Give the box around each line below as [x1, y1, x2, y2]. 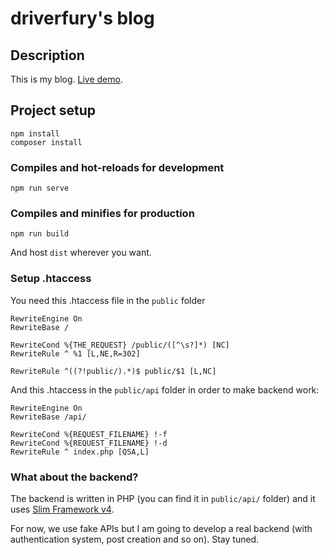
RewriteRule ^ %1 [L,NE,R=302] [10, 348, 141, 359]
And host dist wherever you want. [10, 247, 152, 259]
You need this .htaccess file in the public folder [10, 294, 206, 306]
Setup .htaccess [10, 272, 92, 286]
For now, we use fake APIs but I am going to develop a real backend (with [10, 523, 313, 534]
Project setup [10, 102, 97, 119]
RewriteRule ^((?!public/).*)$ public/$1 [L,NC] [10, 366, 217, 376]
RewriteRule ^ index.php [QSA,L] [10, 447, 150, 457]
